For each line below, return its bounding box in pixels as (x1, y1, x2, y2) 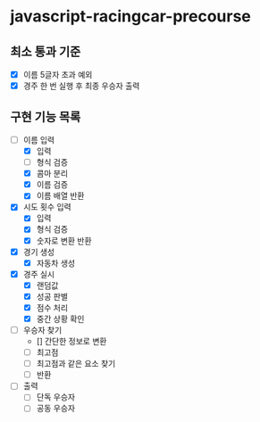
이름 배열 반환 (36, 190, 85, 202)
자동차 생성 (36, 257, 75, 269)
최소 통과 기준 (10, 44, 81, 59)
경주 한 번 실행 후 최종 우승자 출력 (22, 80, 140, 91)
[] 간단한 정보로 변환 (36, 336, 107, 347)
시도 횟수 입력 (22, 202, 71, 212)
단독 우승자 (36, 392, 75, 402)
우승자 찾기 (22, 325, 63, 335)
